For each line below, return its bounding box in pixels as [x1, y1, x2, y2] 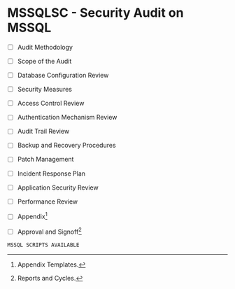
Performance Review [17, 197, 78, 206]
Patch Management [17, 155, 74, 164]
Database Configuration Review [17, 71, 109, 80]
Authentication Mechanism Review [17, 113, 117, 122]
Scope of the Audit [17, 57, 72, 65]
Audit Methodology [17, 43, 73, 51]
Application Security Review [17, 183, 99, 192]
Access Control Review [17, 99, 85, 108]
